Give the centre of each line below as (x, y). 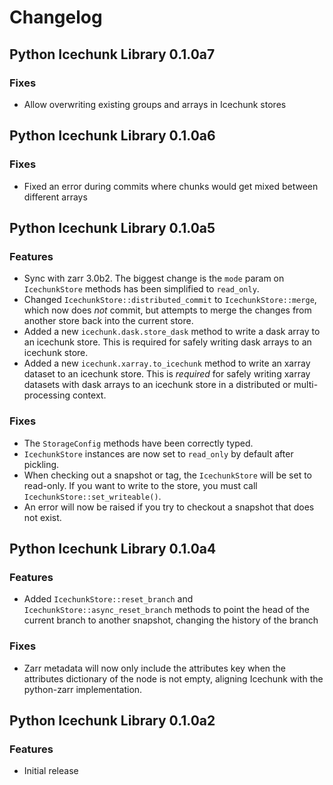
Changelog (56, 17)
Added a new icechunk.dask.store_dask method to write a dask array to (172, 332)
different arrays (55, 197)
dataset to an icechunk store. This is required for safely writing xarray (167, 374)
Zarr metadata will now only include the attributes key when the (155, 668)
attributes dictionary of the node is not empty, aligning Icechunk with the (173, 678)
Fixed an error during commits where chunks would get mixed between (171, 186)
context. (89, 395)
